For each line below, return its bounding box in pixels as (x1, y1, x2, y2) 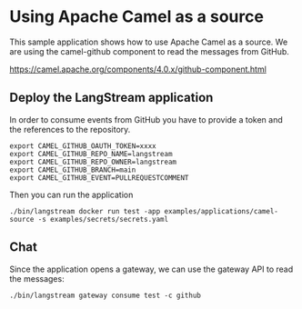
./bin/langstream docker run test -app (9, 206, 161, 215)
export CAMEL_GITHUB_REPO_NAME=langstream (9, 149, 173, 158)
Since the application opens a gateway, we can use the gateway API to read (9, 264, 294, 274)
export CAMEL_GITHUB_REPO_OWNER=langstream (9, 157, 177, 166)
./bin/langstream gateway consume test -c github (9, 291, 202, 300)
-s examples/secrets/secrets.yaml (37, 214, 169, 224)
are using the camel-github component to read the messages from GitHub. (9, 45, 289, 56)
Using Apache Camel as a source (9, 6, 264, 27)
